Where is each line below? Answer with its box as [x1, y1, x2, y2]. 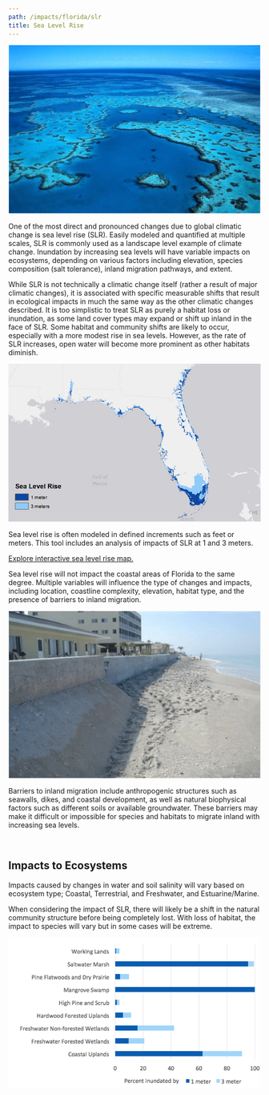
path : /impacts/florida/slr [8, 13, 102, 21]
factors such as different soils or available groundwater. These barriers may [8, 802, 259, 813]
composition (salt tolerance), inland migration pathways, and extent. [8, 265, 233, 274]
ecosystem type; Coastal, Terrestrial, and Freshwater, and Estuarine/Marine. [8, 888, 260, 898]
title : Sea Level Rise [8, 21, 84, 30]
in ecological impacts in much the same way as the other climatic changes [8, 297, 254, 306]
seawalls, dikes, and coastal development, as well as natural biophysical [8, 794, 247, 804]
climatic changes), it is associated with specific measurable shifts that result [8, 289, 260, 298]
